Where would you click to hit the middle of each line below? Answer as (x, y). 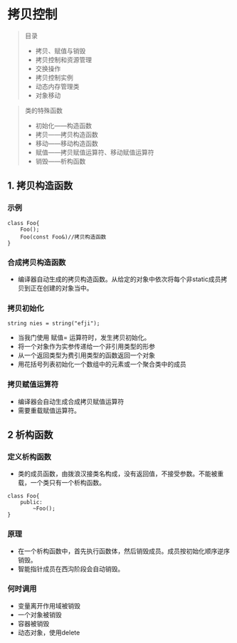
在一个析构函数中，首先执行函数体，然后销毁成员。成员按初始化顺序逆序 (123, 551)
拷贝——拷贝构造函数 (67, 134)
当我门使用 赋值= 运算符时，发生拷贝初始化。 (84, 338)
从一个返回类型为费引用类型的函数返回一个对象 (86, 355)
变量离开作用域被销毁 (49, 605)
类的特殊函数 (43, 110)
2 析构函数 (30, 435)
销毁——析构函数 (60, 161)
